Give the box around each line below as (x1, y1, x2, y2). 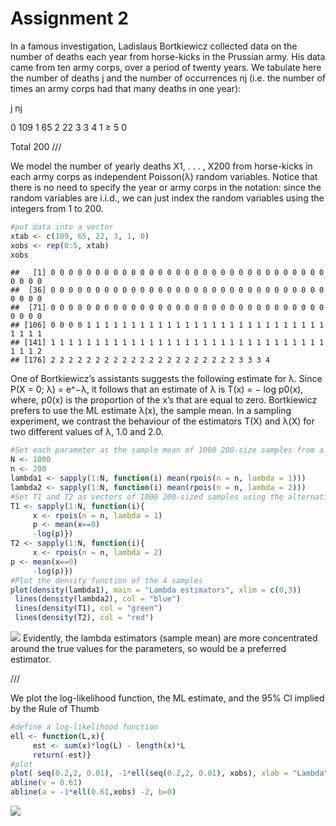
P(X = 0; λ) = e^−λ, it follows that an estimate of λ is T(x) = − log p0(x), (10, 383, 304, 396)
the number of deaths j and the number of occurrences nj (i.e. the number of (10, 72, 327, 84)
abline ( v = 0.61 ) (10, 778, 83, 788)
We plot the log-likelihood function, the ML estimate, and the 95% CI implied (10, 692, 325, 704)
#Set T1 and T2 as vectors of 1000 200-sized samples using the (10, 492, 284, 502)
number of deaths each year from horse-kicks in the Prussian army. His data (10, 50, 326, 62)
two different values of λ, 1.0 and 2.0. (10, 426, 164, 438)
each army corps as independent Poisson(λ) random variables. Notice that (10, 170, 318, 182)
